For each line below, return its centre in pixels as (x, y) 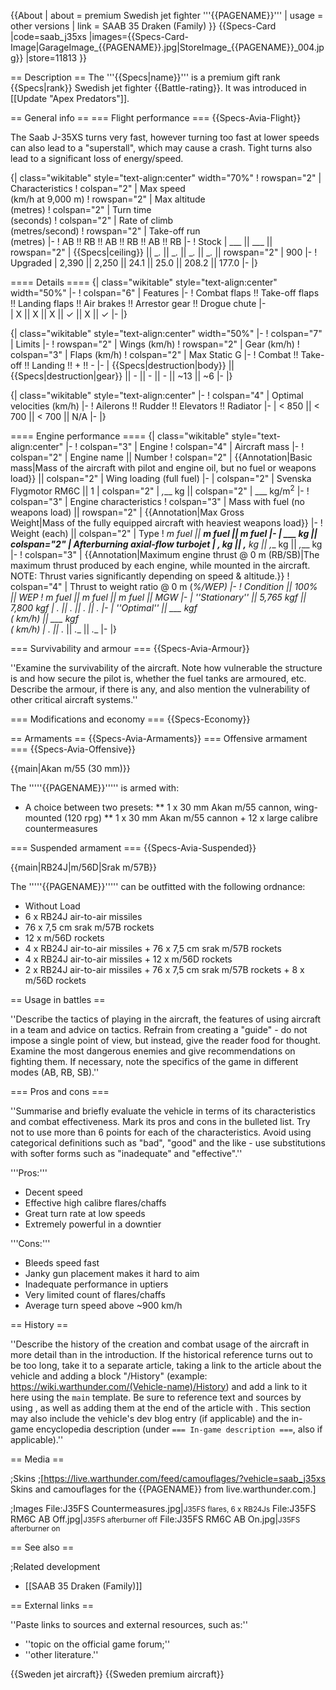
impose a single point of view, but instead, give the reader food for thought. (166, 1040)
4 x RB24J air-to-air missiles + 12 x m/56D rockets (128, 959)
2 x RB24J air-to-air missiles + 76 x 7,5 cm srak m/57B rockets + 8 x (164, 969)
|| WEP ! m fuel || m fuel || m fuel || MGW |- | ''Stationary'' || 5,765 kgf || (158, 597)
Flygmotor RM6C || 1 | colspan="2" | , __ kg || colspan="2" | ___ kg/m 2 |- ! (160, 490)
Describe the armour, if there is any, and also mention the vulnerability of (160, 689)
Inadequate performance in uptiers (96, 1284)
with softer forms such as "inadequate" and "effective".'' (126, 1153)
